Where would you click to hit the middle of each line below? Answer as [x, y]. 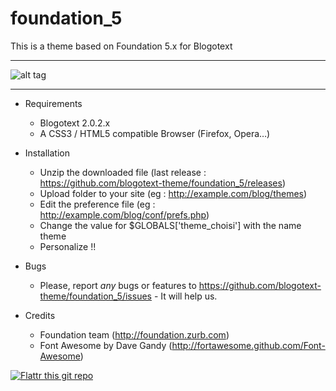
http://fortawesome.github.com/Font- [248, 345]
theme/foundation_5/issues [95, 296]
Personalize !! [68, 246]
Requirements [53, 103]
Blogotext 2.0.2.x [75, 123]
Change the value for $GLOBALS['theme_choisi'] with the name [170, 225]
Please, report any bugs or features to [118, 285]
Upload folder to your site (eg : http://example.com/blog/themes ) [173, 193]
